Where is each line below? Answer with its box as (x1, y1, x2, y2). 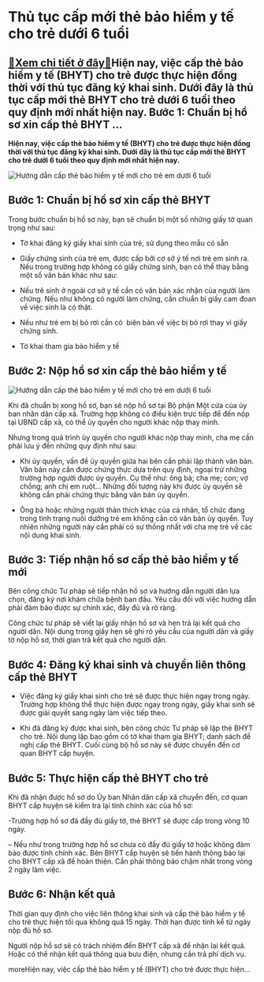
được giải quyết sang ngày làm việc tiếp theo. (19, 708, 168, 718)
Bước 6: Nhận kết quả (8, 888, 116, 901)
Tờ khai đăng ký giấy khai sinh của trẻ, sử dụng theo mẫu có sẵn (19, 238, 229, 248)
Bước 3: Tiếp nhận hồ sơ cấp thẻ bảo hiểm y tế (8, 553, 239, 567)
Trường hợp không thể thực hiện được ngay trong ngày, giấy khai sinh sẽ (19, 699, 255, 710)
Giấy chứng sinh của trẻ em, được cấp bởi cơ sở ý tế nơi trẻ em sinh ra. (19, 253, 250, 263)
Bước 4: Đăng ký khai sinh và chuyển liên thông (8, 658, 246, 671)
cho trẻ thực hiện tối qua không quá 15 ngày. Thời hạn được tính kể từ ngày (8, 916, 251, 927)
